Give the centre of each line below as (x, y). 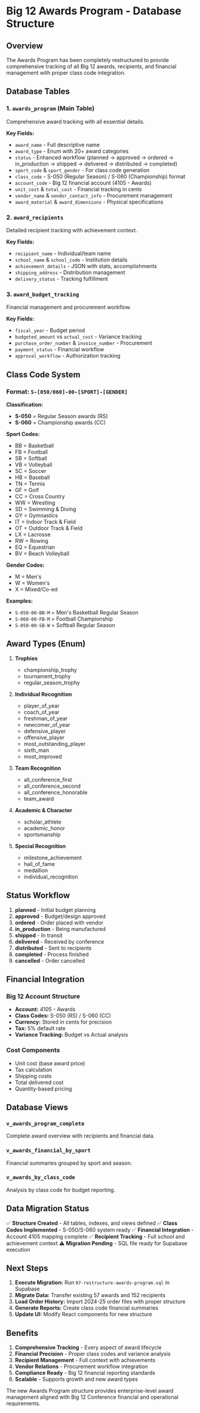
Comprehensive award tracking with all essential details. (76, 121)
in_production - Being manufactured (60, 929)
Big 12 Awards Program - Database (94, 11)
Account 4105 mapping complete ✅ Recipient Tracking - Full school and (96, 1236)
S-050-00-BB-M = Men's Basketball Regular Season (76, 612)
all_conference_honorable (56, 792)
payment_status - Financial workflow (59, 349)
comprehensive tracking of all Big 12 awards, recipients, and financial (91, 66)
